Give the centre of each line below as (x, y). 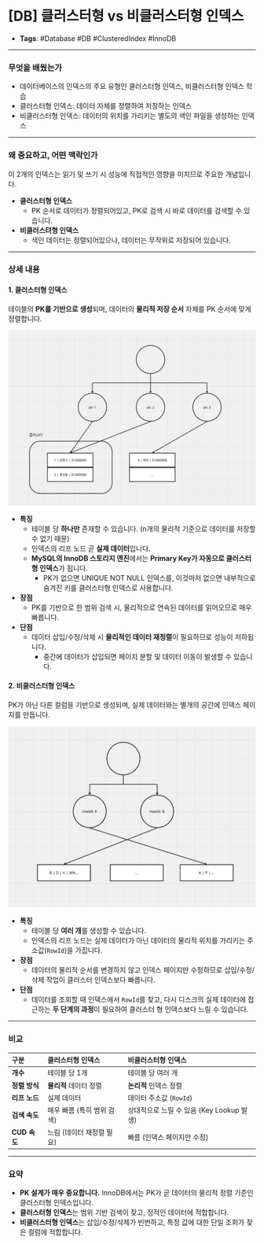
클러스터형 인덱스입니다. (57, 1203)
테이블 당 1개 (68, 1073)
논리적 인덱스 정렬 (155, 1085)
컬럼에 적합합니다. (55, 1232)
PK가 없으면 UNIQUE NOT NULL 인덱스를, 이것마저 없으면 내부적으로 (149, 578)
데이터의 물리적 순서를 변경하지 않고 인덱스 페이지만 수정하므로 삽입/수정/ (143, 970)
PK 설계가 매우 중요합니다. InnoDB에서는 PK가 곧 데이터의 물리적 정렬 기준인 (136, 1193)
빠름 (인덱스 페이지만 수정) (168, 1137)
